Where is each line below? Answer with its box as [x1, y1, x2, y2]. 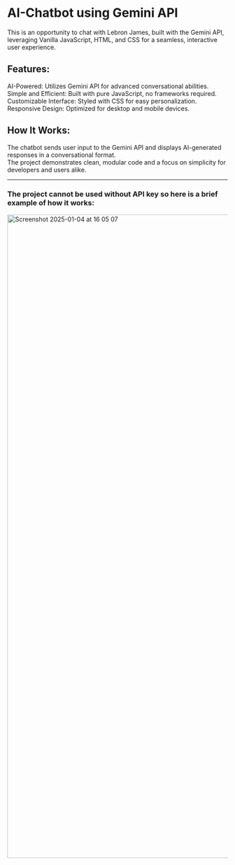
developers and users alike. [7, 165, 87, 174]
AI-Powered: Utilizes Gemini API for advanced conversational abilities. [7, 82, 209, 90]
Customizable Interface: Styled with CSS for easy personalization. [7, 97, 197, 105]
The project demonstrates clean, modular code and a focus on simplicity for [7, 158, 226, 166]
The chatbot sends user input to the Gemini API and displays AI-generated [7, 143, 222, 151]
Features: [7, 63, 50, 75]
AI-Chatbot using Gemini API [7, 5, 178, 21]
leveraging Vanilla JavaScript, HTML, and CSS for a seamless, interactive [7, 35, 218, 43]
